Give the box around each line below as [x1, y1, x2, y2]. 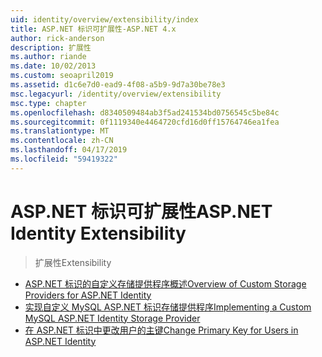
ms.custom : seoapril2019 [10, 71, 114, 81]
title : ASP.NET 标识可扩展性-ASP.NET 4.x [10, 24, 177, 34]
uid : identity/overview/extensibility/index [10, 14, 199, 25]
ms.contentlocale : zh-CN [10, 136, 114, 146]
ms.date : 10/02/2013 [10, 61, 97, 71]
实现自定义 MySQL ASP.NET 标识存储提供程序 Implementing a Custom [24, 301, 312, 313]
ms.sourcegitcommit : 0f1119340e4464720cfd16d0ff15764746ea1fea [10, 117, 280, 127]
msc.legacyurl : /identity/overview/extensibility [10, 89, 222, 99]
